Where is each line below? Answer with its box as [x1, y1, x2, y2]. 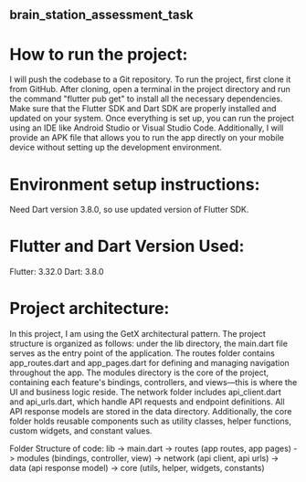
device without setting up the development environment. [9, 141, 222, 153]
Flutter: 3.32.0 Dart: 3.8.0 [9, 267, 104, 278]
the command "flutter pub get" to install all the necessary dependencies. [9, 93, 283, 104]
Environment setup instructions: [9, 173, 260, 194]
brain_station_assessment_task [9, 7, 194, 23]
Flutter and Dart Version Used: [9, 236, 245, 257]
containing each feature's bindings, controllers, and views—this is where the [9, 377, 298, 388]
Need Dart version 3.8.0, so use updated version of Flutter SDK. [9, 204, 249, 215]
